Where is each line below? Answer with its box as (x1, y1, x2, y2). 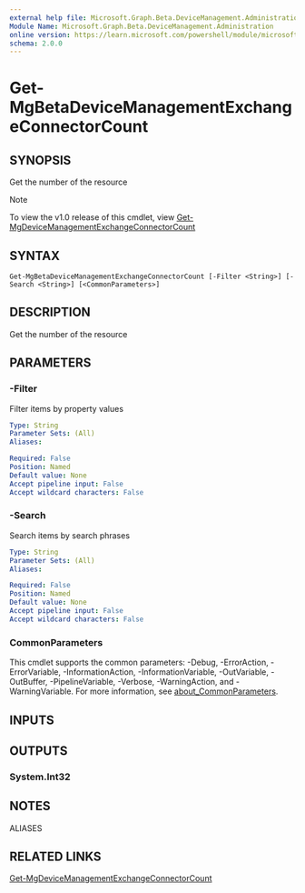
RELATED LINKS (9, 849, 102, 865)
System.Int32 (9, 770, 71, 783)
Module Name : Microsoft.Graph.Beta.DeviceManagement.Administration (9, 22, 274, 31)
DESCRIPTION (9, 305, 91, 320)
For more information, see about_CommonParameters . (75, 686, 279, 697)
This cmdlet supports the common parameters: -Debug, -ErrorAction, (9, 657, 270, 668)
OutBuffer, (9, 677, 48, 687)
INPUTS (9, 712, 54, 727)
